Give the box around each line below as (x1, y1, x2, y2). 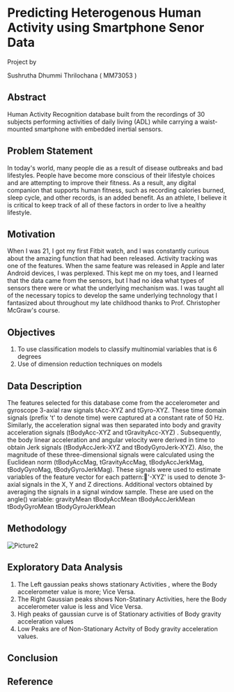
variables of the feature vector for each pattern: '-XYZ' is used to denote (7, 473, 218, 481)
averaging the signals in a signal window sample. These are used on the (7, 487, 214, 496)
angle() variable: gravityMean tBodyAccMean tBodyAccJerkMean (7, 495, 196, 503)
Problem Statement (7, 145, 93, 157)
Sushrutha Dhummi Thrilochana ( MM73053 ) (7, 71, 137, 80)
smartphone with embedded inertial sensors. (34, 124, 163, 133)
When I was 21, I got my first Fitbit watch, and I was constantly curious (7, 246, 210, 256)
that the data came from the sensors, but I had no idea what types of (7, 277, 205, 285)
